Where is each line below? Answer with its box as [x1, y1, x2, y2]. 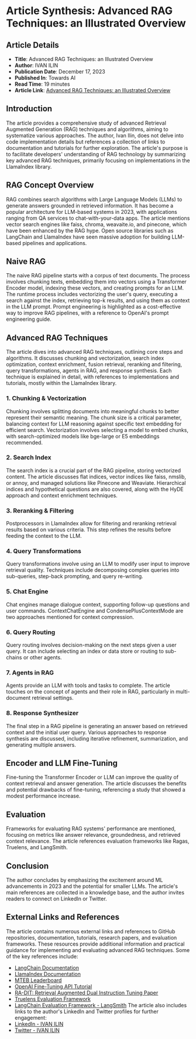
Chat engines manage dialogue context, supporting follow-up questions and [6, 601, 190, 608]
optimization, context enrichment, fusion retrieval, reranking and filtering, [6, 361, 183, 368]
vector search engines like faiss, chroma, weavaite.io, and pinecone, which [6, 220, 187, 227]
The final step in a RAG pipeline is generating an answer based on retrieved [6, 722, 188, 729]
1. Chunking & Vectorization [6, 394, 87, 403]
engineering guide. [6, 316, 51, 323]
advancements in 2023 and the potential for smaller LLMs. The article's [6, 883, 178, 890]
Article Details [6, 40, 60, 50]
